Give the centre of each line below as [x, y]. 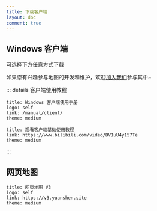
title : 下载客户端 [27, 12]
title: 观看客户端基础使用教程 [40, 130]
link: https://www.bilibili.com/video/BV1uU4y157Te [72, 135]
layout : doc [21, 17]
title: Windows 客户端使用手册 [42, 103]
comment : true [24, 23]
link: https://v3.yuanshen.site [46, 198]
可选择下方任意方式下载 [35, 64]
